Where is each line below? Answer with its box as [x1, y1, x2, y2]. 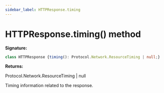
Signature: [5, 45, 27, 51]
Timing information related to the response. [5, 83, 93, 89]
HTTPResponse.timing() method [5, 28, 141, 40]
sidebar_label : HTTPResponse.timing [5, 7, 81, 12]
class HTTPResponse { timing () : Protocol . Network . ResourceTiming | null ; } [5, 54, 161, 59]
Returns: [5, 63, 24, 69]
